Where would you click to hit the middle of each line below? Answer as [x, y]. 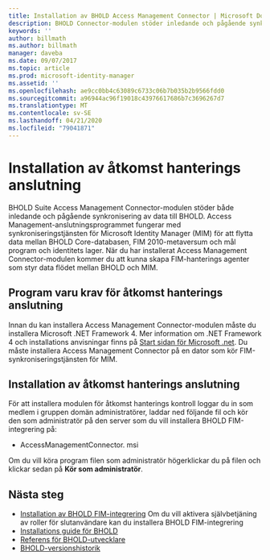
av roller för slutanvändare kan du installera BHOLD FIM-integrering [131, 523]
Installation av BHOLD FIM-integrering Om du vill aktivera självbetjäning [138, 514]
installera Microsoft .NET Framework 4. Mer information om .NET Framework [135, 333]
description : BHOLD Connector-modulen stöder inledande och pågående [127, 23]
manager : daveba [35, 53]
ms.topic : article [39, 68]
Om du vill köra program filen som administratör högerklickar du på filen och [135, 461]
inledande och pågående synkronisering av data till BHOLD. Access [120, 216]
